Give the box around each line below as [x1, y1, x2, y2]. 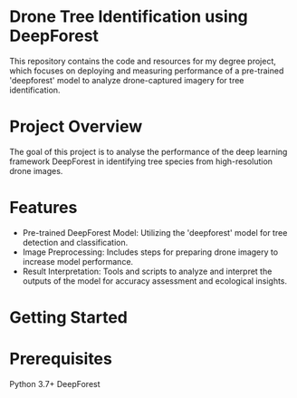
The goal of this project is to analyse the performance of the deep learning [9, 146, 288, 157]
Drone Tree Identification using [9, 6, 248, 27]
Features [9, 198, 78, 218]
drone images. [9, 165, 63, 176]
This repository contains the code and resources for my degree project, [9, 55, 276, 66]
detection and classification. [22, 237, 129, 248]
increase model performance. [22, 256, 134, 267]
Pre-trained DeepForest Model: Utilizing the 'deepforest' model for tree [22, 227, 288, 238]
